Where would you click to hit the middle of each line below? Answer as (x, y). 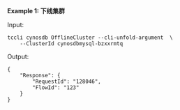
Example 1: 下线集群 (36, 11)
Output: (18, 56)
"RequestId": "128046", (67, 81)
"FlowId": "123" (56, 88)
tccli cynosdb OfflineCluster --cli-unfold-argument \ (90, 38)
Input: (16, 25)
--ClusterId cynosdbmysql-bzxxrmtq (72, 44)
